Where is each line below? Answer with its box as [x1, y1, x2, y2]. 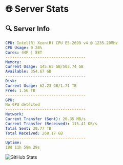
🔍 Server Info [5, 24, 50, 33]
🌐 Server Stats [5, 3, 69, 15]
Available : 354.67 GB [5, 69, 52, 74]
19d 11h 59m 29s [5, 145, 40, 150]
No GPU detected [5, 102, 40, 107]
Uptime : [5, 140, 22, 146]
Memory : [5, 59, 22, 64]
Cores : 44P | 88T [5, 50, 43, 55]
